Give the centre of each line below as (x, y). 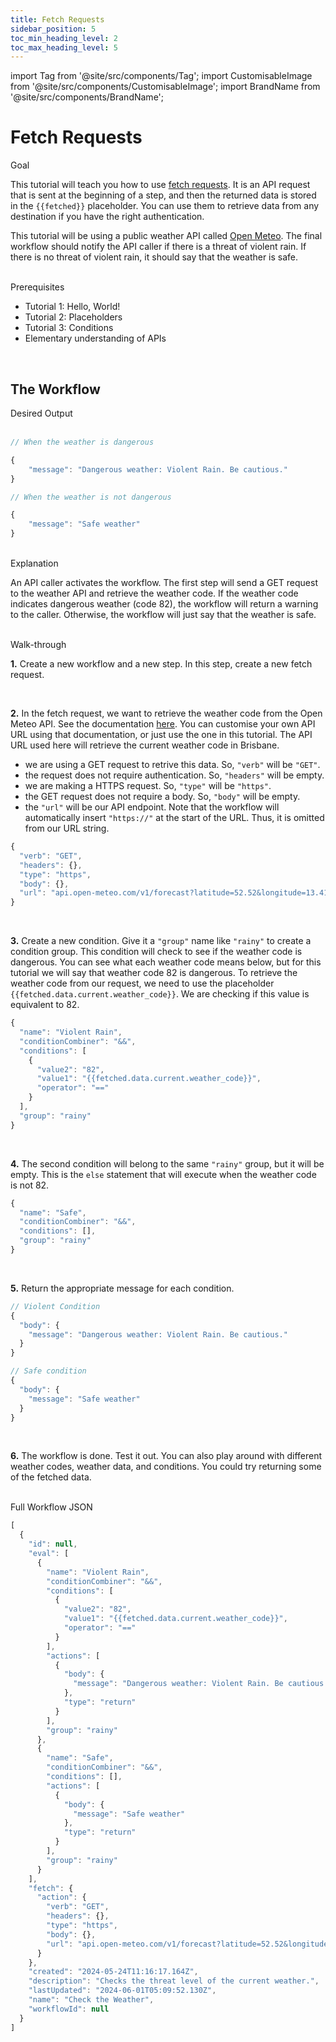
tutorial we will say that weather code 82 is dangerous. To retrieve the (154, 973)
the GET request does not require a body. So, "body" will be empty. (162, 796)
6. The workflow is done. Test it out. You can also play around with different (166, 1456)
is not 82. (30, 1185)
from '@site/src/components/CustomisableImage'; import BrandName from (165, 87)
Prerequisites (37, 287)
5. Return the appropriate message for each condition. (122, 1288)
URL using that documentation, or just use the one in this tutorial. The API (161, 734)
